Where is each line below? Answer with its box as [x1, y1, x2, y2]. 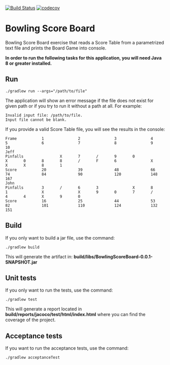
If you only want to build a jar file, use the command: [5, 234, 115, 241]
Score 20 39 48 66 [5, 167, 156, 172]
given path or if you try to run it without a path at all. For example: [5, 102, 142, 109]
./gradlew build [5, 245, 40, 250]
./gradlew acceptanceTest [5, 355, 60, 360]
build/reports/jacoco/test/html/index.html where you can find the [5, 311, 146, 318]
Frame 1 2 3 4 [5, 136, 153, 141]
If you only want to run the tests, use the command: [5, 287, 113, 293]
